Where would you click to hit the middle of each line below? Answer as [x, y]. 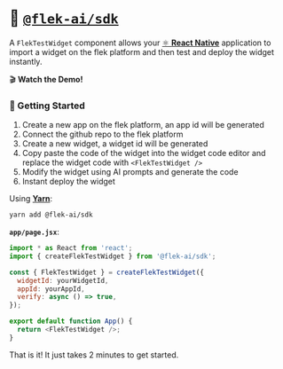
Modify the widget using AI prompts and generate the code [130, 172]
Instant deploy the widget [68, 182]
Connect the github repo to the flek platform [102, 134]
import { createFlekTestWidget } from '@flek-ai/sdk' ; [113, 256]
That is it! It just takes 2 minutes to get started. [94, 355]
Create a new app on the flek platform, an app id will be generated [143, 125]
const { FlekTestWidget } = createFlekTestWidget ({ [106, 272]
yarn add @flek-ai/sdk [51, 215]
